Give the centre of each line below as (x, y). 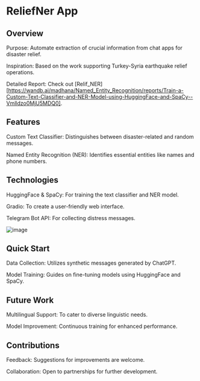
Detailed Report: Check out (40, 84)
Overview (25, 33)
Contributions (33, 345)
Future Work (30, 300)
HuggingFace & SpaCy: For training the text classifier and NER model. (92, 195)
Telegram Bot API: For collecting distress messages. (71, 218)
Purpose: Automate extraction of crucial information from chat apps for (94, 48)
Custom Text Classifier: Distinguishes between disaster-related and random (100, 136)
